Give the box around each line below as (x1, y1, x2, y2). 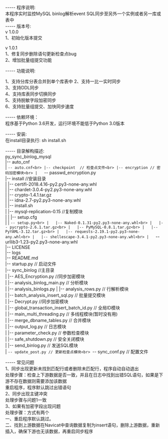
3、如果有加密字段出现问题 (5, 403, 61, 409)
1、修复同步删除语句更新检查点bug (5, 51, 77, 57)
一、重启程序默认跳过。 (5, 416, 54, 421)
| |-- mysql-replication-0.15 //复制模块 (5, 209, 83, 214)
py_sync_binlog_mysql (5, 154, 52, 160)
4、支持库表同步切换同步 (5, 91, 57, 97)
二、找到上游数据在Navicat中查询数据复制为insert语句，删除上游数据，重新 (5, 422, 160, 428)
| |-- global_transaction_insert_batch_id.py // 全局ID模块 (5, 305, 120, 311)
